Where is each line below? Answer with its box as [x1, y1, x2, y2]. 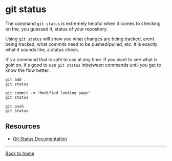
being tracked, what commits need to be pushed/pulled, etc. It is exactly [5, 41, 158, 47]
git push [5, 103, 24, 109]
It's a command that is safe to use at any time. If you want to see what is [5, 56, 158, 62]
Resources [5, 122, 40, 131]
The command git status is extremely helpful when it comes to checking [5, 20, 161, 26]
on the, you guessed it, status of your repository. [5, 25, 108, 32]
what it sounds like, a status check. [5, 46, 79, 52]
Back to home [5, 150, 35, 156]
